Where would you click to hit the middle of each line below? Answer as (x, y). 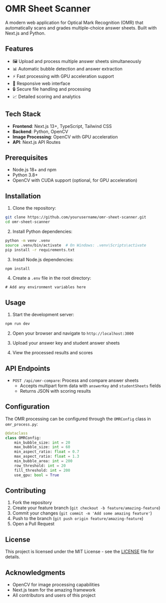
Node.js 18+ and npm (34, 170)
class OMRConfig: (23, 438)
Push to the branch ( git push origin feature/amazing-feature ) (78, 519)
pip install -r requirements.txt (40, 250)
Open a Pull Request (33, 524)
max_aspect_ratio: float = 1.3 (47, 457)
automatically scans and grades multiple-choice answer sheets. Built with (81, 27)
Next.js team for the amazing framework (54, 590)
